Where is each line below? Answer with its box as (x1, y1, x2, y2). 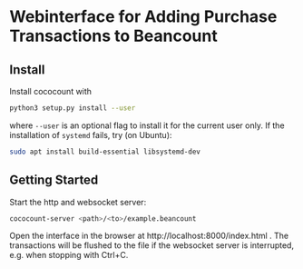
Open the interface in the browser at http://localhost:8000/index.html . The (9, 230, 289, 242)
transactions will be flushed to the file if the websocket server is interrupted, (9, 240, 295, 251)
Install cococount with (9, 86, 93, 96)
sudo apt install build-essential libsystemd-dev (9, 147, 201, 156)
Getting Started (9, 173, 99, 188)
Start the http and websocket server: (9, 196, 147, 207)
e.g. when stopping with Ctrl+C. (9, 250, 129, 261)
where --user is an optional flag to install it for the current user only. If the (9, 120, 285, 131)
